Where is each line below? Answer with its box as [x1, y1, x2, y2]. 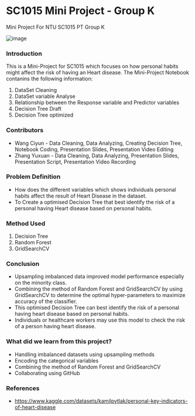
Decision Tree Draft [14, 105, 61, 112]
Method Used [6, 219, 46, 227]
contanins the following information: [6, 75, 93, 83]
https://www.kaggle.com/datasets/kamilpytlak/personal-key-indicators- [14, 397, 188, 405]
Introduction [6, 49, 42, 57]
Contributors [6, 126, 44, 134]
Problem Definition [6, 173, 61, 181]
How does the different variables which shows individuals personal [14, 186, 177, 193]
